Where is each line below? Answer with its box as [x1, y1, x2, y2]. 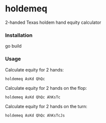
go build [5, 43, 22, 49]
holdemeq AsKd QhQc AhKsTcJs [5, 113, 65, 118]
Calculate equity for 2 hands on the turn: [5, 103, 87, 109]
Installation [5, 32, 33, 39]
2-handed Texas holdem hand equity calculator [5, 19, 102, 25]
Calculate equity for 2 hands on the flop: [5, 85, 87, 91]
